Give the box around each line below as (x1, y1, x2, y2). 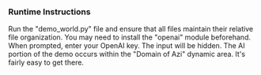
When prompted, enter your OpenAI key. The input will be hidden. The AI (8, 41, 245, 51)
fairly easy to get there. (8, 58, 85, 67)
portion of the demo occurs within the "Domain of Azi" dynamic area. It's (8, 50, 246, 59)
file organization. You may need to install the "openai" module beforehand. (8, 32, 252, 42)
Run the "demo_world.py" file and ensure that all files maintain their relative (8, 24, 254, 34)
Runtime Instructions (8, 6, 91, 17)
